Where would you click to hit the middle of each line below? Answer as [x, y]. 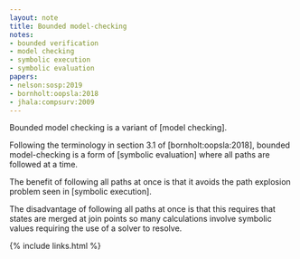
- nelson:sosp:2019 [46, 85]
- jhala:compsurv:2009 [52, 102]
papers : [24, 77]
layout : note [34, 18]
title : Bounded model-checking [68, 26]
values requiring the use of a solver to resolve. [96, 228]
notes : [22, 34]
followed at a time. [44, 165]
